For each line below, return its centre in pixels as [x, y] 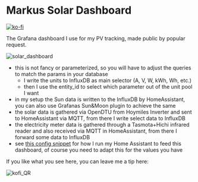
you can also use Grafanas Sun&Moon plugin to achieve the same [95, 105]
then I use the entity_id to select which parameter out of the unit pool [108, 86]
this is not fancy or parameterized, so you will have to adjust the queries [103, 68]
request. [16, 45]
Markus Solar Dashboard [69, 10]
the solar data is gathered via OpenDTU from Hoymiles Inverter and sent [103, 112]
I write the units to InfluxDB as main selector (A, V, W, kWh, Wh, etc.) [108, 80]
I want [31, 93]
